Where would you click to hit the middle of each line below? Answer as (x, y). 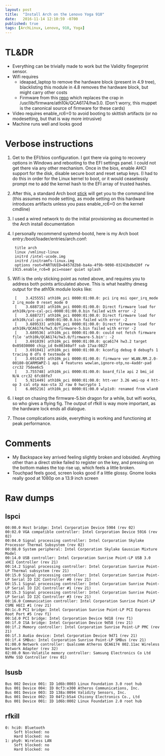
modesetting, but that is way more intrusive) (57, 119)
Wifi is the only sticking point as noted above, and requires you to (79, 279)
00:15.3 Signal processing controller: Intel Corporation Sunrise (75, 592)
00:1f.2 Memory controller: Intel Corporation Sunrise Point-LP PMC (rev (82, 627)
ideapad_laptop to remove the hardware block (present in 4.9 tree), (88, 82)
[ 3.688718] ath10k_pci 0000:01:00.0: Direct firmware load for (85, 307)
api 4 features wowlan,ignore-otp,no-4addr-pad (102, 363)
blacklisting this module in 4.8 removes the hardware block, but (84, 87)
